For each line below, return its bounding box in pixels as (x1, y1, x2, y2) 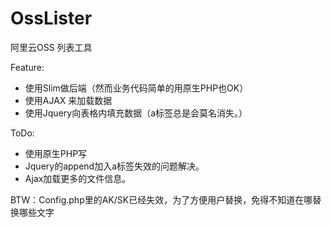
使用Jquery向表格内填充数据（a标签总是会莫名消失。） (24, 107, 248, 119)
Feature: (10, 61, 45, 73)
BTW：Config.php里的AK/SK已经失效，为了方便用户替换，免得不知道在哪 (10, 193, 313, 206)
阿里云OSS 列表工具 (10, 41, 93, 53)
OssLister (10, 7, 93, 30)
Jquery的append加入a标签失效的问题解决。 (24, 160, 205, 172)
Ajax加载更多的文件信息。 (24, 172, 132, 184)
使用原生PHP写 (24, 147, 88, 159)
